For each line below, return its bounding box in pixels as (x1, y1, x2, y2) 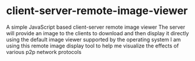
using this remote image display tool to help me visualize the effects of (6, 42, 180, 49)
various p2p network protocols (6, 48, 82, 55)
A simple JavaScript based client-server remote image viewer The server (6, 23, 185, 30)
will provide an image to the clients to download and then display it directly (6, 29, 189, 36)
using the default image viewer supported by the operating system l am (6, 36, 181, 43)
